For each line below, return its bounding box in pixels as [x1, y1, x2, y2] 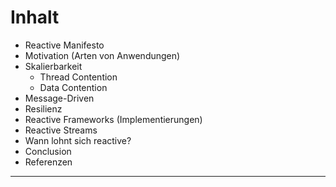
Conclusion [24, 145, 72, 157]
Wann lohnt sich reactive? [24, 134, 132, 146]
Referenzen [24, 156, 73, 168]
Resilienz [24, 102, 63, 115]
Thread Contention [39, 71, 118, 83]
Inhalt [10, 6, 60, 29]
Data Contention [39, 81, 108, 93]
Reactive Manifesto [24, 39, 105, 51]
